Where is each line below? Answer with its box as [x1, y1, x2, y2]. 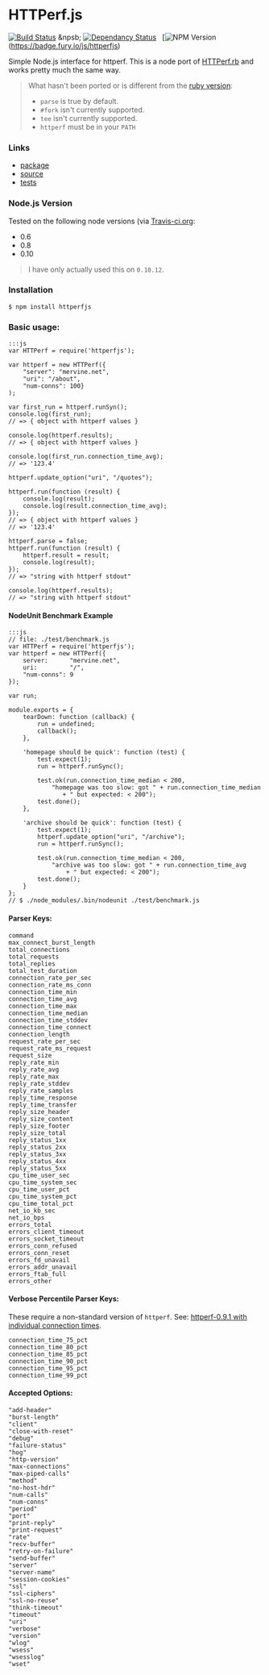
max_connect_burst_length [8, 938, 95, 946]
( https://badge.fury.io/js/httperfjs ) [8, 40, 121, 50]
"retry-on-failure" [8, 1547, 74, 1555]
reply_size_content [8, 1115, 74, 1123]
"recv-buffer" [8, 1540, 56, 1548]
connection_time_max [8, 1002, 78, 1010]
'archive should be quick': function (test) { [23, 819, 182, 827]
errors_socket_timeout [8, 1235, 85, 1243]
